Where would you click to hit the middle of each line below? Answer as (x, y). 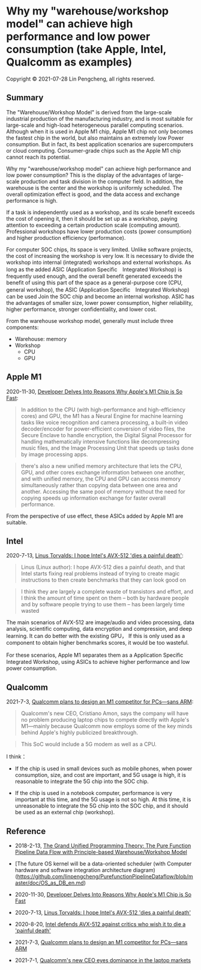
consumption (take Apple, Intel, (86, 50)
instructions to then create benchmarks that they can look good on (103, 580)
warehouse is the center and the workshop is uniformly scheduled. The (94, 188)
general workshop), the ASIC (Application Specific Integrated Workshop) (98, 289)
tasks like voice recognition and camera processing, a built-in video (104, 422)
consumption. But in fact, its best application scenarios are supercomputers (100, 144)
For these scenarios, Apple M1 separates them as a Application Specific (95, 655)
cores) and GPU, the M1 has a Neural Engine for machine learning (102, 416)
